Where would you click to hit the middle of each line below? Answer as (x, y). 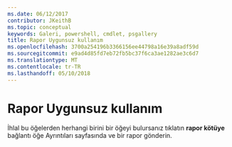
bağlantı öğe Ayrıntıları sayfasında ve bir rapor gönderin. (90, 136)
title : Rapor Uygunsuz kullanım (55, 40)
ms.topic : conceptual (39, 27)
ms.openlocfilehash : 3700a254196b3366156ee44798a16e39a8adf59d (103, 47)
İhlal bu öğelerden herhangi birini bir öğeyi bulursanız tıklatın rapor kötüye (116, 128)
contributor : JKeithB (39, 21)
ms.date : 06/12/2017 (38, 14)
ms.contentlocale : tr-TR (44, 67)
